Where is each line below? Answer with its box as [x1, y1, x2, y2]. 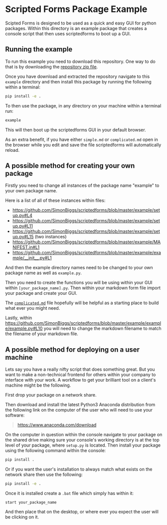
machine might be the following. [5, 382, 71, 388]
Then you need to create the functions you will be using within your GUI [5, 280, 153, 286]
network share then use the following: [5, 472, 83, 478]
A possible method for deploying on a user [5, 345, 140, 354]
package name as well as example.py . [5, 270, 82, 276]
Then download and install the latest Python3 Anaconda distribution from [5, 402, 156, 408]
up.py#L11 [12, 223, 33, 229]
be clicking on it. [5, 514, 39, 520]
